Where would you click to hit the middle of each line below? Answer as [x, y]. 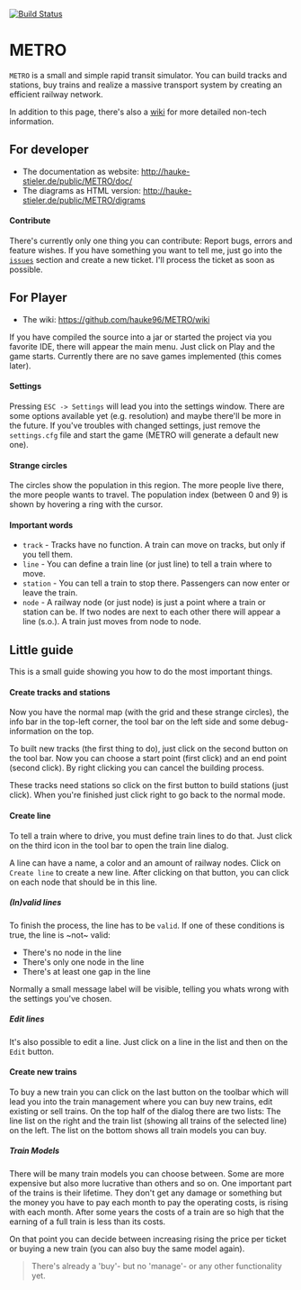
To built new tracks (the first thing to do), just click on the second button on [149, 749]
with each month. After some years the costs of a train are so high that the [147, 1212]
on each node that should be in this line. [83, 882]
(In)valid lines [35, 903]
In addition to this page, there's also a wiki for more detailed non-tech [138, 112]
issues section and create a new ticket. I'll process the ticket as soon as [142, 259]
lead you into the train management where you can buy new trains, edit [141, 1101]
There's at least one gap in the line [86, 971]
